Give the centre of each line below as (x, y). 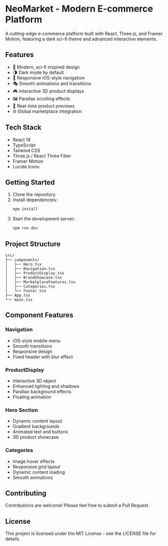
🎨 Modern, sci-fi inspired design (46, 67)
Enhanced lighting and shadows (46, 386)
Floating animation (32, 397)
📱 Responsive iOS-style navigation (49, 78)
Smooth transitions (32, 346)
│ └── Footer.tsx (26, 291)
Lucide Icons (26, 166)
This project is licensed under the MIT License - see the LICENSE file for (80, 533)
